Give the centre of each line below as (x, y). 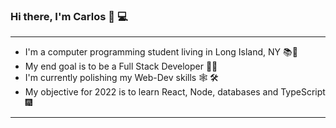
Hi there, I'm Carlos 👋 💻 (69, 16)
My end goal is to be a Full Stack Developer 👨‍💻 (121, 66)
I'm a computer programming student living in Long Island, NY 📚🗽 (161, 52)
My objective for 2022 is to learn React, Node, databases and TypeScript (175, 92)
